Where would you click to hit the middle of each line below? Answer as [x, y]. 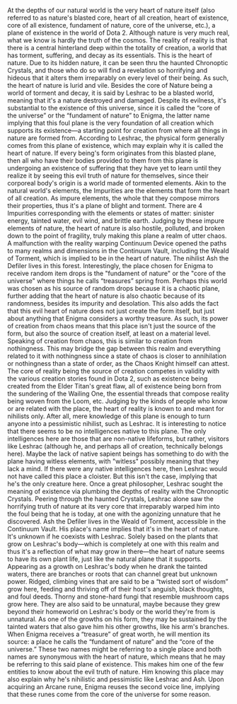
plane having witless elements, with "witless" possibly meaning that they [113, 461]
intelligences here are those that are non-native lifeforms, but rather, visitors [118, 439]
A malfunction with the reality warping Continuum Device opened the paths [117, 243]
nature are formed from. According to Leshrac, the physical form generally [116, 138]
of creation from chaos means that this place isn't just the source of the [111, 326]
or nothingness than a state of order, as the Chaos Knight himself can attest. [118, 363]
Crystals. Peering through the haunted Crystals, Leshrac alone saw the [110, 499]
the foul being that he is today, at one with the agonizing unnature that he [114, 514]
